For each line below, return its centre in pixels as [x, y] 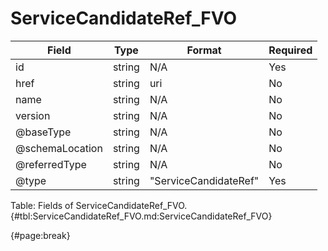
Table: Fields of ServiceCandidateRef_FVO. [99, 205]
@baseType [43, 132]
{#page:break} [40, 235]
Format [204, 50]
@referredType [51, 164]
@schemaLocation [59, 148]
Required [290, 50]
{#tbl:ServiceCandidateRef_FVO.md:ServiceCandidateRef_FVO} [141, 216]
